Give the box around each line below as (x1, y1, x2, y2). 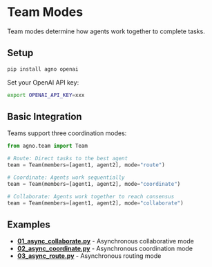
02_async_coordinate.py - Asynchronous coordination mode (17, 244, 193, 253)
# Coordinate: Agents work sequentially (7, 174, 126, 181)
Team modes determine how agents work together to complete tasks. (7, 27, 205, 35)
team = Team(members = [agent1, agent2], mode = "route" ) (7, 162, 166, 169)
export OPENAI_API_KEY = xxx (7, 92, 85, 98)
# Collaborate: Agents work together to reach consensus (7, 193, 175, 200)
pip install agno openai (7, 65, 79, 73)
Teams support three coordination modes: (7, 129, 127, 137)
